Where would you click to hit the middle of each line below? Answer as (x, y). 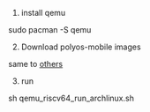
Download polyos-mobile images (81, 47)
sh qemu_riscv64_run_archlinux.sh (71, 98)
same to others (36, 64)
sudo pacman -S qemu (50, 30)
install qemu (43, 13)
